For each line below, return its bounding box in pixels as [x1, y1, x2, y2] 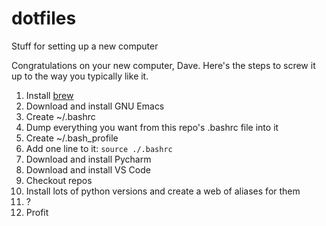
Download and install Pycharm [25, 153, 152, 165]
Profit [25, 206, 49, 218]
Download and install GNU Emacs [25, 100, 165, 112]
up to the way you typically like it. [11, 70, 149, 82]
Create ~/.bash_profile [25, 132, 119, 144]
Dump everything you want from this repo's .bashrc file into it [25, 121, 279, 133]
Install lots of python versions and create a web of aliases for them [25, 185, 301, 197]
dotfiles [11, 7, 77, 30]
